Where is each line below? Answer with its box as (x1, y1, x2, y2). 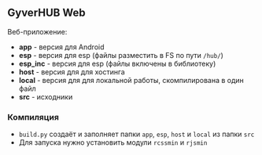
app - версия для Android (18, 42, 105, 52)
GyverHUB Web (7, 6, 86, 20)
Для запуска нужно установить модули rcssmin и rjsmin (18, 138, 208, 147)
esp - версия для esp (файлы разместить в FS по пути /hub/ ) (18, 50, 223, 59)
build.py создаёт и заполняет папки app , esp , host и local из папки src (18, 129, 255, 139)
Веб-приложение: (7, 27, 68, 36)
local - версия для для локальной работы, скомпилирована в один (18, 75, 245, 85)
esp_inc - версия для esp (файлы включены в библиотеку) (18, 59, 216, 68)
